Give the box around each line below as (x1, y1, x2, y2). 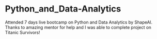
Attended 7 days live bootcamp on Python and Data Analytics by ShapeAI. (5, 19, 153, 25)
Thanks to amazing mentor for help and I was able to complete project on (5, 24, 152, 30)
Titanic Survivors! (5, 29, 40, 35)
